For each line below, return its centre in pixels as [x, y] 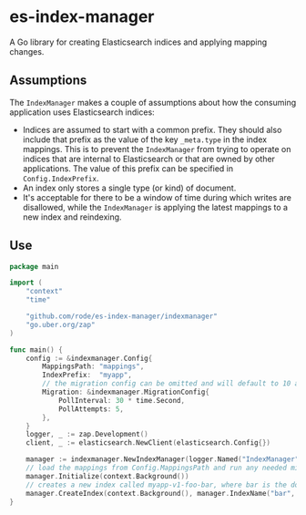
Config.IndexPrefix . [61, 178]
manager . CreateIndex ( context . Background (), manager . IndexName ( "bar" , [161, 493]
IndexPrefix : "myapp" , [87, 376]
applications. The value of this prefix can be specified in [128, 168]
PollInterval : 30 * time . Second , [121, 400]
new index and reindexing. [72, 217]
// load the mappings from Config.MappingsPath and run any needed [156, 468]
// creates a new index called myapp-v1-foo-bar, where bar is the [156, 485]
